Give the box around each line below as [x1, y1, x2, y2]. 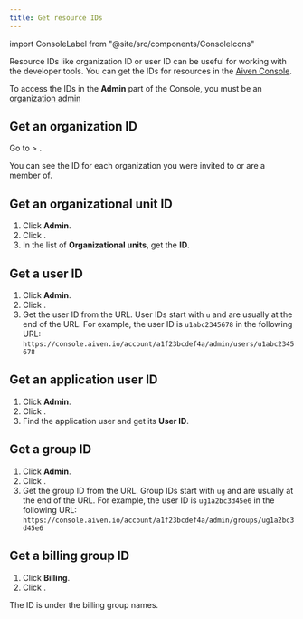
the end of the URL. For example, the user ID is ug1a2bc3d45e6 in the [22, 495, 275, 506]
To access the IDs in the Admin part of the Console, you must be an [9, 82, 262, 93]
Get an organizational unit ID [9, 196, 174, 211]
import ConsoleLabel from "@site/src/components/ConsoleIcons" [9, 38, 255, 49]
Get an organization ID [9, 119, 137, 134]
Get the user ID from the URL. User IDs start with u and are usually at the [22, 309, 293, 320]
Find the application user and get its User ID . [22, 415, 190, 426]
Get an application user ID [9, 372, 158, 388]
